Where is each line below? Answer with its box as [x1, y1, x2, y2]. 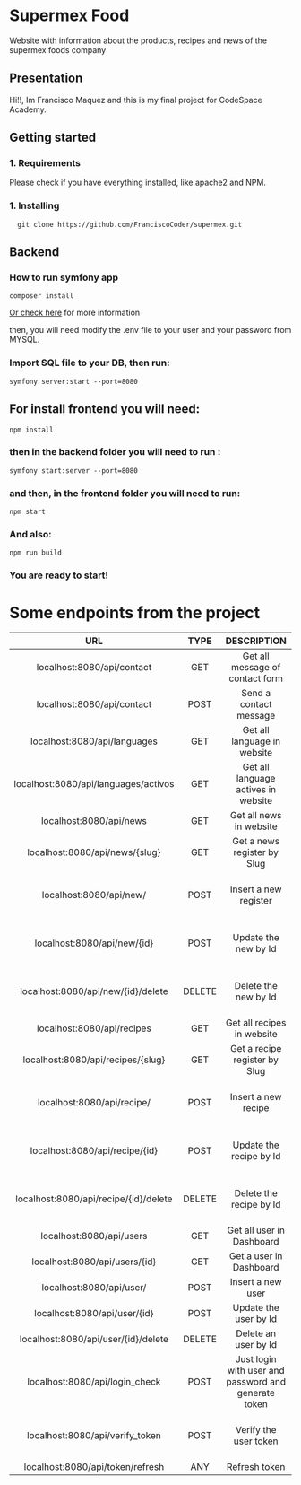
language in [231, 735, 280, 747]
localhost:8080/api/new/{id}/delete [19, 985, 168, 998]
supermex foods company [9, 44, 107, 55]
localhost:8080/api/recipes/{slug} [22, 1053, 166, 1066]
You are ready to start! [9, 569, 109, 581]
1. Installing [9, 199, 60, 212]
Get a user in [228, 1250, 283, 1262]
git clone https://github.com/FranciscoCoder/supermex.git [17, 220, 243, 229]
